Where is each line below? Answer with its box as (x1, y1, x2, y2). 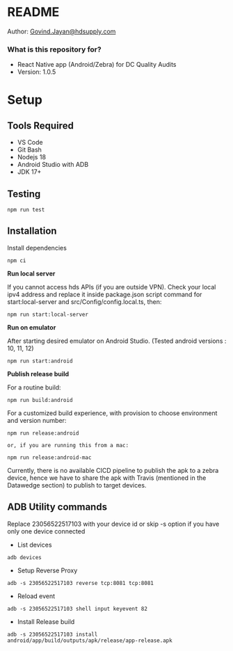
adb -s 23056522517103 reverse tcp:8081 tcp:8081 (7, 579, 154, 586)
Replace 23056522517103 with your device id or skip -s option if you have (7, 520, 220, 528)
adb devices (7, 554, 42, 561)
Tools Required (7, 120, 74, 131)
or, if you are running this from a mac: (7, 442, 129, 449)
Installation (7, 225, 57, 237)
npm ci (7, 257, 26, 264)
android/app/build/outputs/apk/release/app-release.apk (7, 637, 172, 644)
